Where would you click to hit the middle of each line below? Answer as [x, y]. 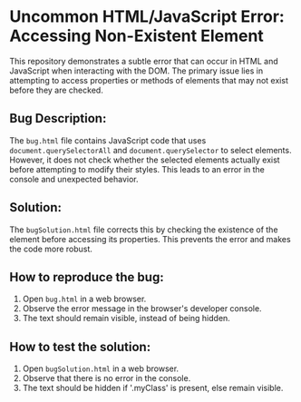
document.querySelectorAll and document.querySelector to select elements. [150, 150]
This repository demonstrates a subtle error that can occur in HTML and [144, 61]
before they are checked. [57, 90]
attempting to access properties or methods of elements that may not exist [149, 80]
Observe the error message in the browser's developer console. [142, 309]
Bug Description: [58, 118]
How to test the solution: [80, 347]
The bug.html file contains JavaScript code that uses [108, 140]
